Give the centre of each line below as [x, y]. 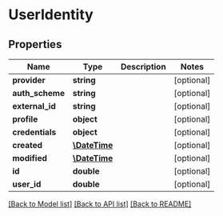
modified [30, 158]
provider [29, 80]
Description [143, 67]
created [27, 145]
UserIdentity [51, 15]
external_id [34, 106]
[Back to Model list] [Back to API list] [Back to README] [100, 204]
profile [25, 119]
